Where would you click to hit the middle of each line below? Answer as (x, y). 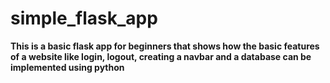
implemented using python (67, 67)
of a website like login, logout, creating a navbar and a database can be (161, 56)
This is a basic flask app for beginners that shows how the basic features (165, 46)
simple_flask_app (84, 18)
